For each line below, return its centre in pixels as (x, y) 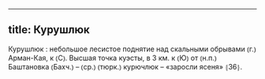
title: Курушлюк (49, 30)
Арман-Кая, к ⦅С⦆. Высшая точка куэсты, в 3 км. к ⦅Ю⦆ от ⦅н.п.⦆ (112, 58)
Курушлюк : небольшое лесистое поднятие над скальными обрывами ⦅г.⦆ (132, 49)
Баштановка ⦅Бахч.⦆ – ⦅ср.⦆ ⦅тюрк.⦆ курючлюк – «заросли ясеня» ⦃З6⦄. (125, 66)
